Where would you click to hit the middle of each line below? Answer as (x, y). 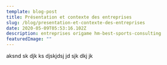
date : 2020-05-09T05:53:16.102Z (46, 28)
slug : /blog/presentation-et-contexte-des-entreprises (76, 22)
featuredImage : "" (29, 39)
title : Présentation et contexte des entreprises (69, 17)
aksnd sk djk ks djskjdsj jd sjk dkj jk (50, 56)
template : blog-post (32, 12)
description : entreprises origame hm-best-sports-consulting (84, 34)
